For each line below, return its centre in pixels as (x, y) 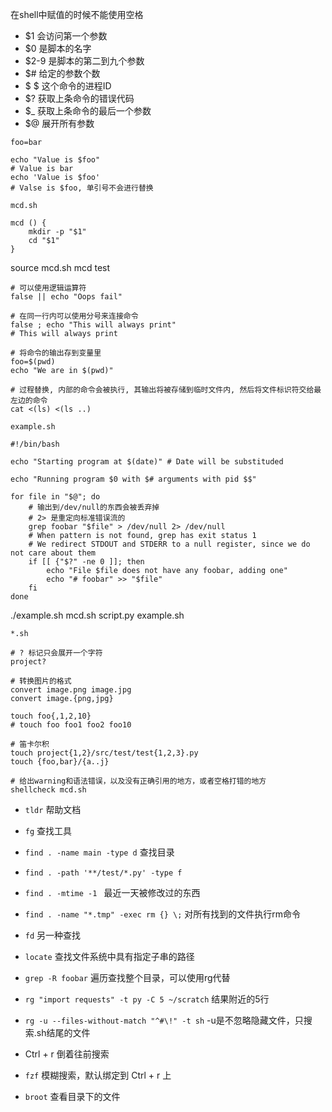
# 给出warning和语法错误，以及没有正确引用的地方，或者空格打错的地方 (138, 781)
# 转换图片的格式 (41, 681)
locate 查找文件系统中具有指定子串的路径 (109, 956)
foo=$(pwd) (33, 362)
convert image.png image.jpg (71, 690)
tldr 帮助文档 (53, 809)
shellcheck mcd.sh (48, 790)
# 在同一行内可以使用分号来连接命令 (74, 316)
